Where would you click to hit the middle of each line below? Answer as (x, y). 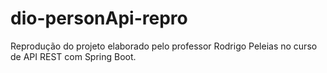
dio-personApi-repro (99, 18)
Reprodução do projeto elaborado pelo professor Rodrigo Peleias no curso (164, 46)
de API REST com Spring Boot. (73, 56)
